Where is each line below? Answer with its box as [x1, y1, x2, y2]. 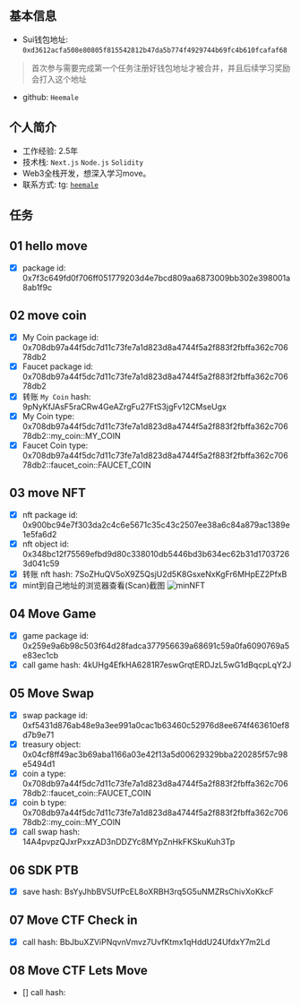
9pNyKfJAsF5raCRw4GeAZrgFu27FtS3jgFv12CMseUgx [21, 401, 227, 412]
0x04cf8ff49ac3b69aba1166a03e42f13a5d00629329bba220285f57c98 [21, 749, 288, 760]
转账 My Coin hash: [21, 391, 91, 401]
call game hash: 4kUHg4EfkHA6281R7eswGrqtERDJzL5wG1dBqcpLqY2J [21, 659, 292, 670]
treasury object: [21, 738, 81, 750]
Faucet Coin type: [21, 440, 89, 451]
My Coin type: [21, 410, 75, 421]
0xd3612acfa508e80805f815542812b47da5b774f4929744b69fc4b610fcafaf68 [21, 46, 288, 55]
